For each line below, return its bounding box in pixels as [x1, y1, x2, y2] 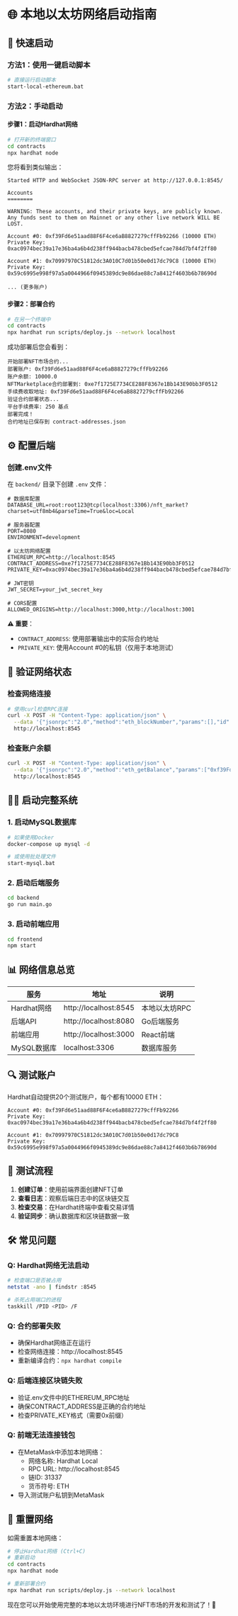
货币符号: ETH [28, 1481, 69, 1490]
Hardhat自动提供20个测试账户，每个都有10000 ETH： [7, 1092, 164, 1101]
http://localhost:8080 [63, 1016, 135, 1026]
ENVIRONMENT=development [7, 533, 81, 541]
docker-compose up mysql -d [7, 840, 91, 847]
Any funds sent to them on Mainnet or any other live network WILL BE [7, 214, 220, 222]
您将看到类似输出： [7, 163, 64, 171]
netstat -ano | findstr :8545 [7, 1284, 97, 1291]
